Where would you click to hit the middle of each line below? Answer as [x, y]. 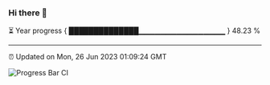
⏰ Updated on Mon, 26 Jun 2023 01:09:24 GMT [88, 57]
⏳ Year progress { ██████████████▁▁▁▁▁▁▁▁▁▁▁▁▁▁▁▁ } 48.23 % [135, 30]
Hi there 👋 [28, 13]
